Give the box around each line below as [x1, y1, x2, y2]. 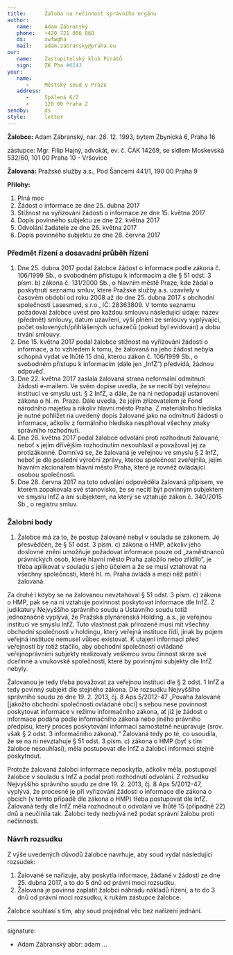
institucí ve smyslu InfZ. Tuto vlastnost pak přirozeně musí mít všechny [7, 620, 209, 629]
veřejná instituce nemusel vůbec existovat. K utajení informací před [7, 635, 199, 643]
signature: [7, 927, 36, 935]
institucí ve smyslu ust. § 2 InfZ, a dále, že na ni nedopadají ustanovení [17, 389, 219, 397]
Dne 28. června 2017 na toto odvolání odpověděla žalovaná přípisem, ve [17, 477, 224, 486]
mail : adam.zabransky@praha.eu [16, 42, 116, 49]
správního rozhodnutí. [17, 426, 80, 434]
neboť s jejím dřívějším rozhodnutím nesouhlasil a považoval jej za [17, 440, 207, 449]
